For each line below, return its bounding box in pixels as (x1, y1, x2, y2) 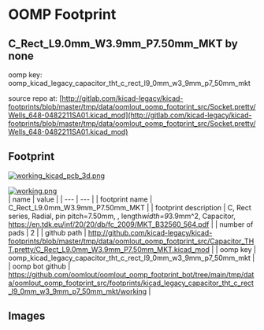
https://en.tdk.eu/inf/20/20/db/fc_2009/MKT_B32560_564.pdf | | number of (8, 219, 254, 229)
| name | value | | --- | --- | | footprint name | (8, 195, 153, 204)
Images (8, 310, 46, 323)
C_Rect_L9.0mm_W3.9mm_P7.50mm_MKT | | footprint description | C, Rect (8, 202, 252, 212)
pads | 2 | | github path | (8, 228, 87, 237)
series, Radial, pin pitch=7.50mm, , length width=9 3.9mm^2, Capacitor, (8, 211, 236, 221)
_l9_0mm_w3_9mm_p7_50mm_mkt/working (8, 286, 147, 296)
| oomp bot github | (8, 261, 71, 271)
